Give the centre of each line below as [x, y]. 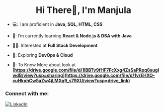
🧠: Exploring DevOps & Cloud [42, 55]
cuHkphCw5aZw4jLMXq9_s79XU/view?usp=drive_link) [71, 80]
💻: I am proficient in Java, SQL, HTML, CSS [57, 24]
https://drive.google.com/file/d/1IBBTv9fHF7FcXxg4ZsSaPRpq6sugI [86, 70]
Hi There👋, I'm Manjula [83, 10]
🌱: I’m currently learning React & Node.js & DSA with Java [72, 36]
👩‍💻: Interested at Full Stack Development [55, 45]
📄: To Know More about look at [44, 65]
